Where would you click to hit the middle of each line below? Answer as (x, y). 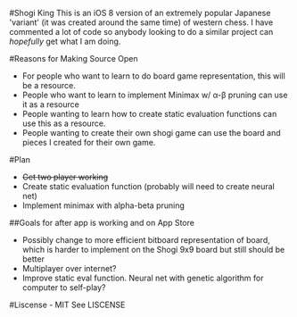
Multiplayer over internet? (69, 268)
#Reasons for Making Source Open (74, 58)
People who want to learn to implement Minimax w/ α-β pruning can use (155, 95)
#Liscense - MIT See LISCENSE (67, 304)
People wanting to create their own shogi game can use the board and (151, 133)
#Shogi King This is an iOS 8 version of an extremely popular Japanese (140, 13)
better (33, 259)
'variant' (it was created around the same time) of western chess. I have (141, 22)
